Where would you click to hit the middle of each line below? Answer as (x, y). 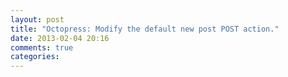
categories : (35, 57)
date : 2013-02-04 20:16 (60, 38)
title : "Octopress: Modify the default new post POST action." (145, 29)
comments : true (42, 47)
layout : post (37, 19)
